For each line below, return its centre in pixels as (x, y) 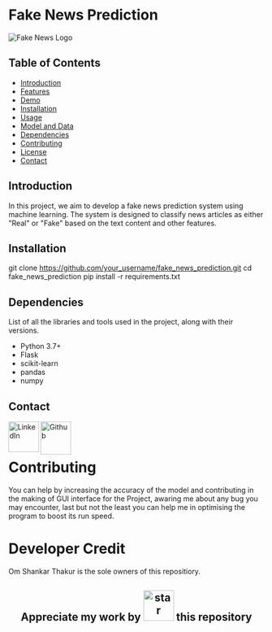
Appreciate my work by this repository (136, 617)
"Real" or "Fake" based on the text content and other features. (112, 223)
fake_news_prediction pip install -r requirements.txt (95, 277)
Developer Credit (67, 549)
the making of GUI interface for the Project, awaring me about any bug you (133, 499)
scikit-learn (39, 364)
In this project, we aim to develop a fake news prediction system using (126, 206)
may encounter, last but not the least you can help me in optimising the (127, 507)
